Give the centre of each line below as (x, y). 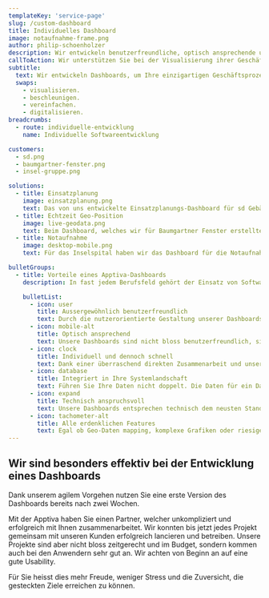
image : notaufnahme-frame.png (59, 38)
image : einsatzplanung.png (68, 201)
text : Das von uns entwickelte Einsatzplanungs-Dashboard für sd (134, 208)
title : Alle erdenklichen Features (96, 423)
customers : (26, 149)
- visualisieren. (52, 90)
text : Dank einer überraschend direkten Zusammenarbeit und (139, 364)
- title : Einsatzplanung (57, 194)
